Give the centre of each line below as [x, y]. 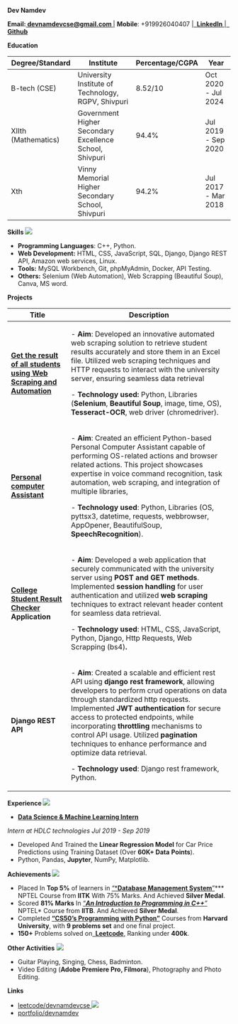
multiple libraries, [100, 491]
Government [98, 113]
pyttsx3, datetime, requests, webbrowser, [140, 516]
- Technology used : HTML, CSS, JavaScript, [146, 629]
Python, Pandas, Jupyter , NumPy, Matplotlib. [84, 859]
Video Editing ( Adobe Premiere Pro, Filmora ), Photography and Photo [119, 969]
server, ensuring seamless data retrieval [137, 378]
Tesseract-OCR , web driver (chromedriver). [144, 412]
